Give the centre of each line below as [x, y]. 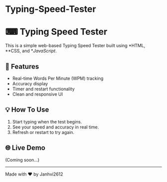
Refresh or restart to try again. [43, 132]
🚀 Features [22, 66]
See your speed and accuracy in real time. [56, 127]
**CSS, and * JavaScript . [31, 51]
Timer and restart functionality [43, 89]
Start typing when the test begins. [47, 121]
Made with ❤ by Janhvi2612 [34, 174]
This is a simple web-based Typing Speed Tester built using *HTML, [75, 46]
